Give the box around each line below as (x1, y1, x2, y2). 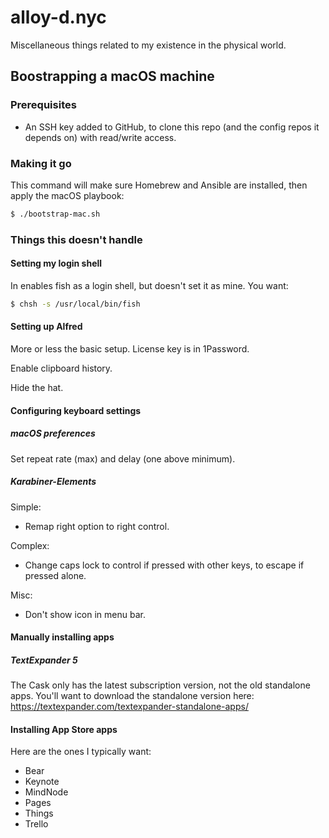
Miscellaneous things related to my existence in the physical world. (10, 39, 287, 51)
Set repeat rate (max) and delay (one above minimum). (10, 452, 236, 465)
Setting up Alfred (10, 321, 83, 333)
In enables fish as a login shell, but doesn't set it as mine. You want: (10, 279, 289, 291)
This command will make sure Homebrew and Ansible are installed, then (10, 179, 308, 191)
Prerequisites (10, 98, 77, 112)
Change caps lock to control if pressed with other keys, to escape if (24, 559, 305, 571)
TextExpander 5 (10, 654, 78, 666)
